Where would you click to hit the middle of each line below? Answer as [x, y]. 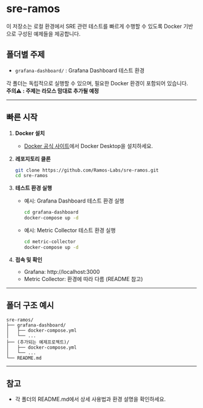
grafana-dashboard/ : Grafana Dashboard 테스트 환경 [80, 70]
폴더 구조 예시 [30, 306]
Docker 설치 [30, 133]
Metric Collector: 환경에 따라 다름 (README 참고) [83, 279]
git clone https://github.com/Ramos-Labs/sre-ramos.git [87, 170]
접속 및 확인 [28, 259]
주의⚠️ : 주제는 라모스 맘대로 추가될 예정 [53, 91]
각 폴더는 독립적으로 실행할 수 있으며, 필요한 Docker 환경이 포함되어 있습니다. [97, 83]
